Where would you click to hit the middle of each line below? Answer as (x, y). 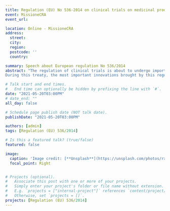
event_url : (17, 19)
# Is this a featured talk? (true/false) (50, 140)
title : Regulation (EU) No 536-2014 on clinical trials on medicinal (80, 10)
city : (16, 43)
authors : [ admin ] (24, 126)
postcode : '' (24, 52)
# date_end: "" (21, 98)
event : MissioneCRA (26, 15)
